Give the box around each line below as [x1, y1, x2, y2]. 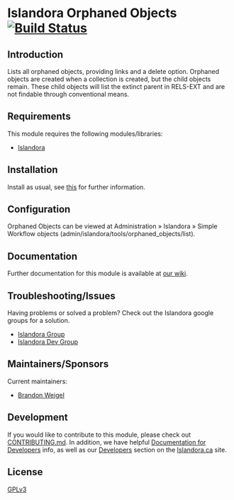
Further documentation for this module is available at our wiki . [7, 269, 188, 278]
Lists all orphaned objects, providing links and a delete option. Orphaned [7, 68, 220, 75]
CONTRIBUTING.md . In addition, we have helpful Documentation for [7, 437, 206, 446]
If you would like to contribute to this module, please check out [7, 430, 191, 439]
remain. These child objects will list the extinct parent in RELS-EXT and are [7, 83, 225, 90]
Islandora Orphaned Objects [7, 5, 177, 21]
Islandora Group [17, 330, 65, 339]
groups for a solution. [7, 317, 70, 325]
